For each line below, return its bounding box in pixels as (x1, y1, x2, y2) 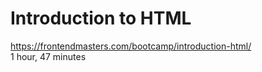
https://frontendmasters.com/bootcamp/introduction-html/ (10, 40, 252, 52)
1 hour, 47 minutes (10, 50, 87, 62)
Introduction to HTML (10, 7, 192, 30)
